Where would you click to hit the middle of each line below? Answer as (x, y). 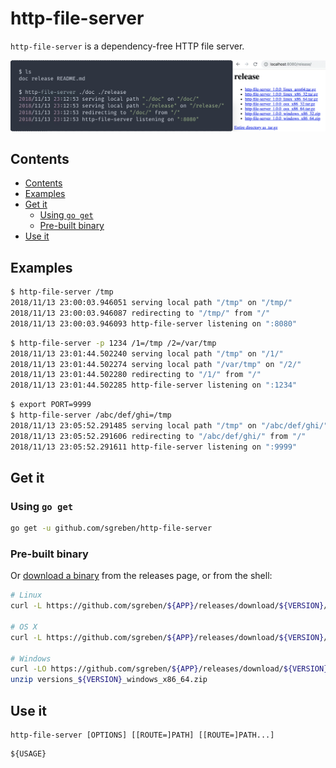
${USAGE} (28, 754)
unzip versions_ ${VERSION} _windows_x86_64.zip (109, 680)
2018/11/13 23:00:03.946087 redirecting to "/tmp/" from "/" (140, 313)
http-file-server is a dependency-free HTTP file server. (127, 46)
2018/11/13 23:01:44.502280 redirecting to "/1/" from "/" (136, 375)
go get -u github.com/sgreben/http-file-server (111, 528)
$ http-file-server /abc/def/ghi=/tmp (91, 415)
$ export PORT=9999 (51, 405)
